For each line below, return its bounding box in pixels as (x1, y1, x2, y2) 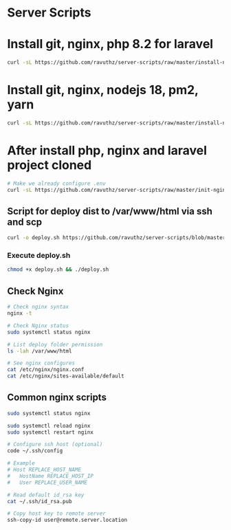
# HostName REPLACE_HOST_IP (7, 472, 94, 479)
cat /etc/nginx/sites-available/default (7, 373, 125, 379)
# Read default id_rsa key (7, 492, 85, 498)
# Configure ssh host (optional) (7, 441, 103, 448)
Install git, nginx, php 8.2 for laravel (7, 36, 214, 52)
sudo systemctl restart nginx (7, 428, 94, 436)
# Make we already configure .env (7, 180, 107, 187)
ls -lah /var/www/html (7, 347, 72, 355)
